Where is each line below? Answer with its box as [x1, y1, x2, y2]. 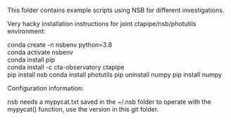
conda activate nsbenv [7, 48, 74, 56]
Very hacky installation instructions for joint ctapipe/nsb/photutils [7, 20, 196, 27]
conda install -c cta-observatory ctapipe [7, 63, 125, 71]
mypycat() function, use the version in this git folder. [7, 105, 159, 113]
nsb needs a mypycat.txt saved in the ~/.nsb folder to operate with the [7, 98, 211, 106]
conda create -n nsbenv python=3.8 [7, 41, 113, 48]
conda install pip [7, 55, 55, 64]
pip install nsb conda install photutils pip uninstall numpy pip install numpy [7, 70, 222, 79]
